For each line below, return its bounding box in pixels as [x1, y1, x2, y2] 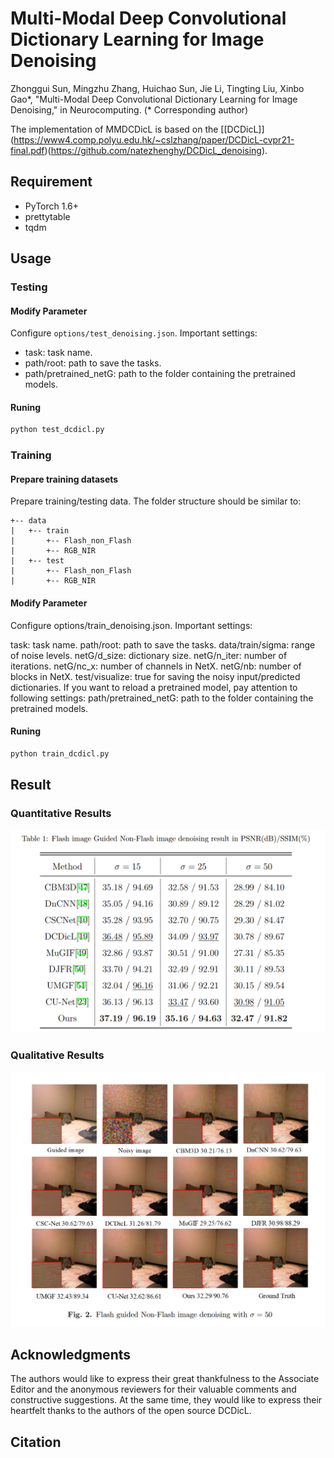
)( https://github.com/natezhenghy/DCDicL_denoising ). [44, 144, 268, 156]
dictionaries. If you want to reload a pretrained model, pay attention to [10, 681, 298, 693]
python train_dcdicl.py [10, 748, 110, 759]
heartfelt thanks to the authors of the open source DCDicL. [10, 1405, 252, 1417]
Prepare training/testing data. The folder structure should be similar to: [10, 495, 302, 507]
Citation [10, 1433, 62, 1451]
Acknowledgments [10, 1346, 132, 1363]
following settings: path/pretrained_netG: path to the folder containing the [10, 692, 314, 704]
